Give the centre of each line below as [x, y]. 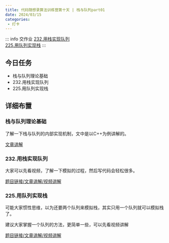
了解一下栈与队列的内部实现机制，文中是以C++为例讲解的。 [67, 133]
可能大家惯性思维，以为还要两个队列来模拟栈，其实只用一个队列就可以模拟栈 [84, 208]
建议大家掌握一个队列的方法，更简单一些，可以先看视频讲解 [67, 225]
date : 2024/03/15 [23, 15]
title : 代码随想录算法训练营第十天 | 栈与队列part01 [55, 10]
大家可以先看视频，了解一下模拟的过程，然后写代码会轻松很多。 [71, 171]
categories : [18, 19]
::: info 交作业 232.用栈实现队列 [37, 39]
